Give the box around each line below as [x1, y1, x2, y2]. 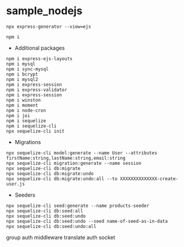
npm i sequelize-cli [6, 123, 57, 129]
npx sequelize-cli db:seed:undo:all [6, 223, 96, 229]
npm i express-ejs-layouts [6, 56, 73, 61]
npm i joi [6, 112, 31, 119]
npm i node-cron [6, 108, 46, 113]
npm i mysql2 [6, 76, 38, 82]
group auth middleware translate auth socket [6, 233, 115, 240]
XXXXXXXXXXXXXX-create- [120, 175, 179, 181]
